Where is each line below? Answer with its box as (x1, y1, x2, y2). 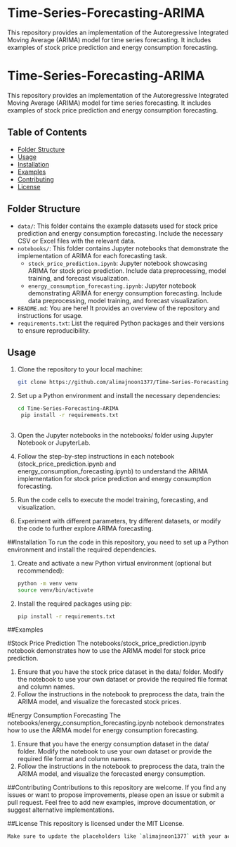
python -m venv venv (17, 580, 78, 587)
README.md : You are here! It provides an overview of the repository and (17, 304, 220, 312)
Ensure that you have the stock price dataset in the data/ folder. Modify (17, 668, 223, 676)
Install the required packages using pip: (17, 599, 132, 608)
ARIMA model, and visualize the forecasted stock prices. (17, 698, 181, 706)
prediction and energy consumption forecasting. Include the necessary (17, 229, 223, 237)
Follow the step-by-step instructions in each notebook (17, 452, 175, 460)
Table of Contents (7, 127, 88, 139)
